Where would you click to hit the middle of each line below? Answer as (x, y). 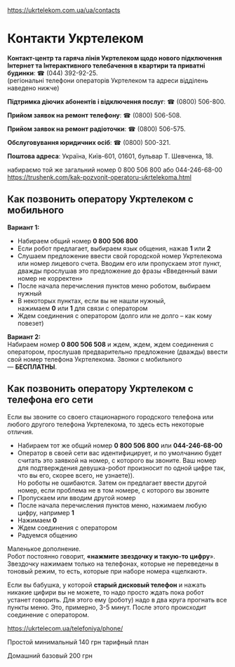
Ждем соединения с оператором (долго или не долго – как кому (115, 315)
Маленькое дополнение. (44, 549)
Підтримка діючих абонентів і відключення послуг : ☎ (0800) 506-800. (116, 101)
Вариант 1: (23, 227)
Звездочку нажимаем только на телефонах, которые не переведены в (113, 564)
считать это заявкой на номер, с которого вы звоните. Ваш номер (117, 460)
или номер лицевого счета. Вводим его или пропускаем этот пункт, (119, 263)
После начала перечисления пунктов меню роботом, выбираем (114, 286)
